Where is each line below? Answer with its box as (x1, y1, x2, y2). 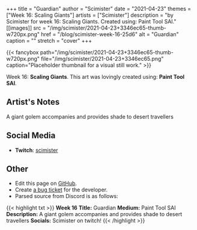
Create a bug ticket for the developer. (14, 186, 108, 193)
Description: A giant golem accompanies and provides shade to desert (6, 211, 182, 218)
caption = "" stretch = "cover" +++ (6, 37, 92, 44)
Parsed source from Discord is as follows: (14, 193, 118, 200)
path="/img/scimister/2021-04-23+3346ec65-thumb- (40, 49, 174, 56)
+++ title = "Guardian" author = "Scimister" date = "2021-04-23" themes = (6, 5, 192, 12)
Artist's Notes (6, 97, 60, 107)
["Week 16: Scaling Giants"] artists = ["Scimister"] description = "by (6, 11, 174, 19)
